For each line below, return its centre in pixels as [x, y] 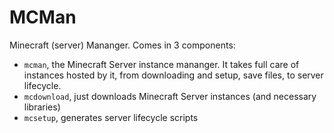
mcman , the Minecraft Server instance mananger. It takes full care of [161, 64]
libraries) [42, 107]
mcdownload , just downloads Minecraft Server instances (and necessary [170, 96]
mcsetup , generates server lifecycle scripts [111, 117]
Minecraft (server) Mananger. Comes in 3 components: [122, 45]
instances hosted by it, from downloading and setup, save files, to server [173, 75]
